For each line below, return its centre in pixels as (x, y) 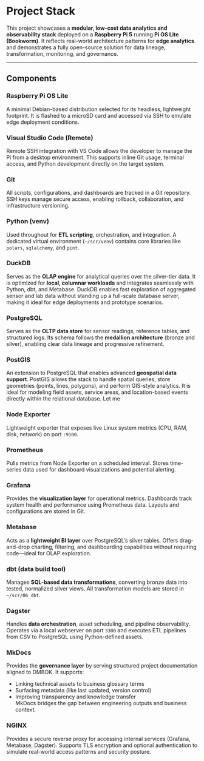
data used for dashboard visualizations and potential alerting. (99, 469)
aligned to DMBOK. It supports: (45, 672)
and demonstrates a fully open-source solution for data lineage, (86, 47)
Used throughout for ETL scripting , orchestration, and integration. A (91, 234)
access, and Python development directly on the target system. (86, 164)
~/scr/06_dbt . (23, 595)
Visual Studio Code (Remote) (50, 138)
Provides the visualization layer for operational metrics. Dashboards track (99, 498)
